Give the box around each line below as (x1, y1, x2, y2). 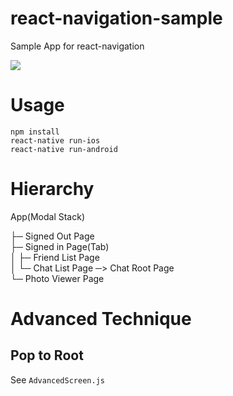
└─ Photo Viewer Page (10, 272, 105, 284)
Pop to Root (10, 347, 84, 364)
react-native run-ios (10, 135, 101, 146)
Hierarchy (10, 178, 95, 201)
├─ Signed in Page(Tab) (10, 240, 110, 252)
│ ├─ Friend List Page (10, 251, 100, 263)
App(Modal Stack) (10, 210, 85, 222)
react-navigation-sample (10, 7, 223, 30)
